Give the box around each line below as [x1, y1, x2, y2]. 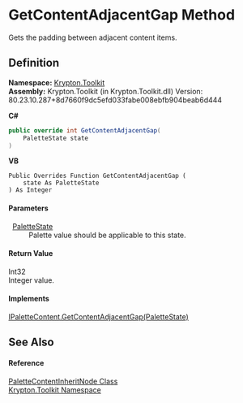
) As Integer [8, 186, 53, 194]
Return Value [8, 249, 53, 258]
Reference [8, 357, 45, 367]
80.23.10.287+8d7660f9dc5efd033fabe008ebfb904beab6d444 [8, 95, 223, 105]
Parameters [8, 203, 49, 213]
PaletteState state [23, 134, 89, 142]
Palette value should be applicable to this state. [28, 230, 186, 240]
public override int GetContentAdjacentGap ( [8, 126, 161, 135]
